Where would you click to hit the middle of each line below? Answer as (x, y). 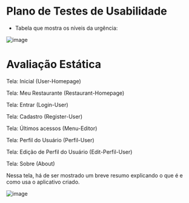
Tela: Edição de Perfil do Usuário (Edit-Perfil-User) (69, 152)
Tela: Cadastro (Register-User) (45, 116)
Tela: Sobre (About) (31, 163)
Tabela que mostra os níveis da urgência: (66, 28)
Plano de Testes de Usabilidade (87, 11)
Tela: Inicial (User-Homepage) (44, 81)
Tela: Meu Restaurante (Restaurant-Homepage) (65, 93)
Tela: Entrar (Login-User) (37, 105)
